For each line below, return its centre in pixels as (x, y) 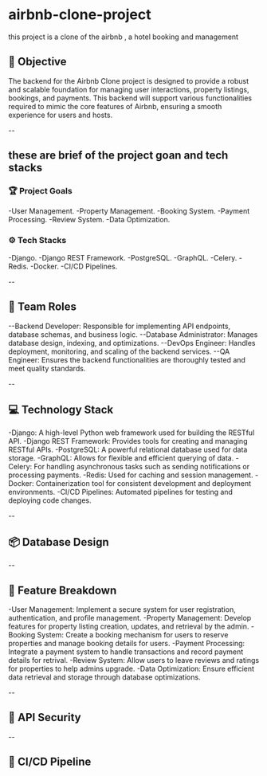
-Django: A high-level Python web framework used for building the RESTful (132, 433)
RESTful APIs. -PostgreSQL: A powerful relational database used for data (128, 450)
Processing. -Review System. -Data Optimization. (89, 220)
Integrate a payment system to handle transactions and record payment (126, 652)
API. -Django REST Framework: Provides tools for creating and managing (128, 441)
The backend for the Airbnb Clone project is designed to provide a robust (129, 80)
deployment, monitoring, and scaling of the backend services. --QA (119, 351)
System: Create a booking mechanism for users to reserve (133, 634)
